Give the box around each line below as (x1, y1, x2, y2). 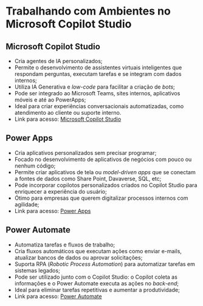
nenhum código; (14, 162, 56, 169)
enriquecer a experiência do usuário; (14, 188, 107, 195)
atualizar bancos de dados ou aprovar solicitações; (14, 254, 143, 261)
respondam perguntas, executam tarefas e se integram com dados (14, 70, 182, 77)
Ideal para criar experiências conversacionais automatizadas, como (14, 103, 184, 110)
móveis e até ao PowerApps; (14, 96, 86, 103)
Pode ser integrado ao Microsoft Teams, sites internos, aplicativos (14, 90, 181, 97)
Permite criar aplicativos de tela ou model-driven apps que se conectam (14, 168, 196, 175)
